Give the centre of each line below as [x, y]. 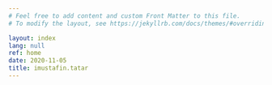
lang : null [27, 45]
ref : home [25, 53]
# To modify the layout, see [57, 23]
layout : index [32, 38]
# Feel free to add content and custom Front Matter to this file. [125, 16]
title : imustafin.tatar [49, 68]
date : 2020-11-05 [38, 61]
